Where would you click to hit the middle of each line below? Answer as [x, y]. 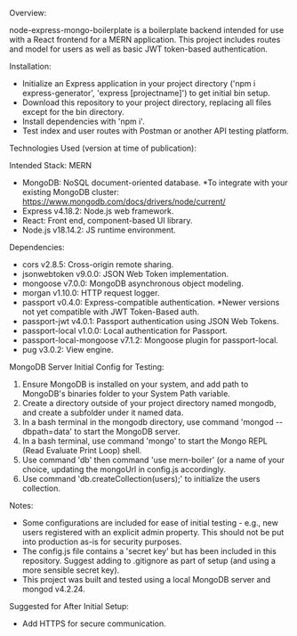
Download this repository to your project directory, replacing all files [147, 102]
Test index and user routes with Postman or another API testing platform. [155, 131]
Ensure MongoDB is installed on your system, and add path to [135, 384]
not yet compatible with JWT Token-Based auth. [111, 312]
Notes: [21, 506]
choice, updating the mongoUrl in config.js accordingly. [124, 469]
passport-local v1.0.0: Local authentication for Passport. [125, 330]
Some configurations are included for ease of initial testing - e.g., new [150, 523]
